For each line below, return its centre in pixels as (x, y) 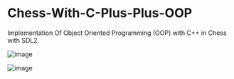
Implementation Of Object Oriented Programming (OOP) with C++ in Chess (117, 33)
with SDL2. (23, 40)
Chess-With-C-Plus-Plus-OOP (100, 13)
